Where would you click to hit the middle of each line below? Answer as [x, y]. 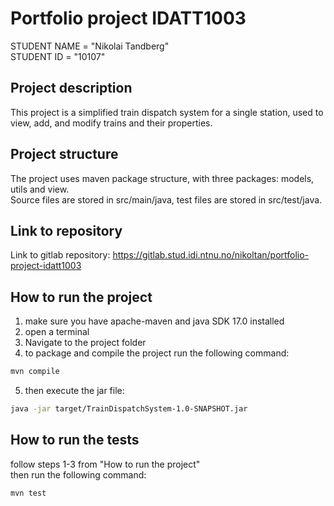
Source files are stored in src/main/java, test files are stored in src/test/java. [166, 199]
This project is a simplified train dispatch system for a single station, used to [167, 112]
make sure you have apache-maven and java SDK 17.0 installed [154, 321]
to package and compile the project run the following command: [157, 353]
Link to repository [66, 230]
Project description [71, 88]
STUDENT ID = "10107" [58, 56]
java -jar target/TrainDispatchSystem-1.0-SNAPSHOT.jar [129, 409]
